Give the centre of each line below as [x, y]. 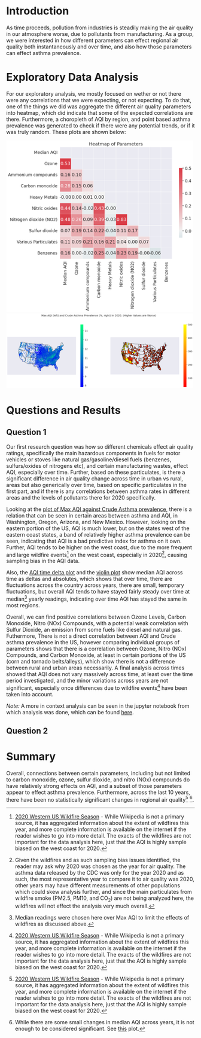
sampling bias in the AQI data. [43, 561]
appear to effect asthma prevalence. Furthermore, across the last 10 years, [98, 792]
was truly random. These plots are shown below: [66, 132]
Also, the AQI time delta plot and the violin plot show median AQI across [95, 573]
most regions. [23, 605]
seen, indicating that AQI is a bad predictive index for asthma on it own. [94, 541]
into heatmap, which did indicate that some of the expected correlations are [100, 112]
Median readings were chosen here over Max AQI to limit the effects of [102, 918]
